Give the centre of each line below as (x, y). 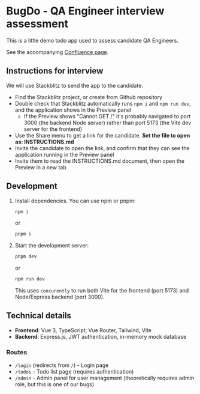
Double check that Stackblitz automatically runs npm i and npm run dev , (103, 103)
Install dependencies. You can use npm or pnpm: (75, 201)
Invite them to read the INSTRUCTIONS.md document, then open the (99, 161)
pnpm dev (26, 256)
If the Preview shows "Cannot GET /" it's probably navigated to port (107, 116)
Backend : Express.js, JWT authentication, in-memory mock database (101, 336)
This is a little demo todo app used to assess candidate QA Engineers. (92, 40)
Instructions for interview (55, 71)
